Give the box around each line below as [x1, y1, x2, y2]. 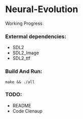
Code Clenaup [12, 108, 43, 114]
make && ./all [5, 80, 35, 85]
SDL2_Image [12, 50, 39, 56]
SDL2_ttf [12, 55, 31, 61]
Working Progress [5, 20, 43, 26]
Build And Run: [5, 68, 43, 75]
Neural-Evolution [5, 4, 78, 15]
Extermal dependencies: [5, 33, 66, 40]
